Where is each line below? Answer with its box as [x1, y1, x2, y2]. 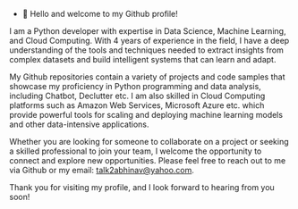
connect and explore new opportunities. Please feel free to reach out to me [9, 155, 286, 165]
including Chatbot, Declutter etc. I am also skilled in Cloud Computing [9, 90, 266, 101]
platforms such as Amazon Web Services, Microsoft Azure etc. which [9, 100, 265, 111]
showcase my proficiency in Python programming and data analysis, [9, 81, 261, 91]
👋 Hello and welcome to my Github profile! [21, 9, 179, 19]
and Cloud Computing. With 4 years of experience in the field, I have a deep [9, 36, 290, 46]
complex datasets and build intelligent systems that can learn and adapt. [9, 54, 277, 64]
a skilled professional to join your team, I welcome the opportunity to [9, 146, 262, 156]
